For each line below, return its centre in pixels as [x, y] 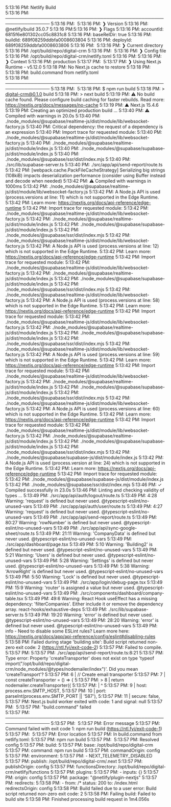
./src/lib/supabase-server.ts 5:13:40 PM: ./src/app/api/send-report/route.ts [84, 165]
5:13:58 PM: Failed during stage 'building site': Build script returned [76, 642]
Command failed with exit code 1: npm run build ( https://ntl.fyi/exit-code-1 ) [84, 729]
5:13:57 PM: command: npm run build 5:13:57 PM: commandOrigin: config [83, 750]
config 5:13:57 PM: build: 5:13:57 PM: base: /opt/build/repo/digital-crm [79, 745]
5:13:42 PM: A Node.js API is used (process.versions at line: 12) [93, 246]
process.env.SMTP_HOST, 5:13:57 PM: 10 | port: [56, 691]
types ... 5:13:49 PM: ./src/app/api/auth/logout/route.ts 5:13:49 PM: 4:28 [81, 495]
